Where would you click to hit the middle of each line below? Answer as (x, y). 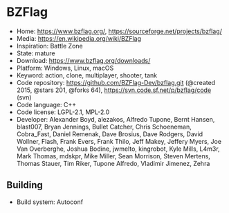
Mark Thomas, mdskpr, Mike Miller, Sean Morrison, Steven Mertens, (113, 156)
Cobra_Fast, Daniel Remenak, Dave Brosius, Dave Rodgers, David (110, 134)
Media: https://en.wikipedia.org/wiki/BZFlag (79, 38)
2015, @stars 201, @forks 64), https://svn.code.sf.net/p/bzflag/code (114, 90)
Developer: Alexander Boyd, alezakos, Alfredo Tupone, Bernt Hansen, (116, 119)
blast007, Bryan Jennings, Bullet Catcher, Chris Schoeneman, (104, 127)
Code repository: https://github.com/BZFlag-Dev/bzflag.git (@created (116, 82)
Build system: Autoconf (50, 202)
